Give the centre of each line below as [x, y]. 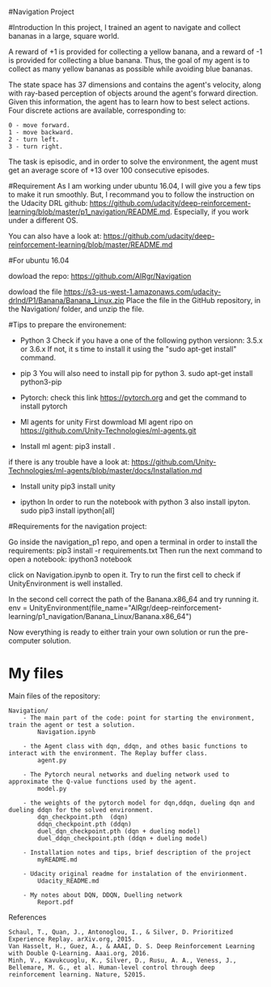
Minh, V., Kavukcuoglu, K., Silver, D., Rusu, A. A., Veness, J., [123, 960]
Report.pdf [56, 902]
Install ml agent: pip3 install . [68, 446]
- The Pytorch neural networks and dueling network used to [126, 774]
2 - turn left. [34, 139]
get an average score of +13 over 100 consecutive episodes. [109, 170]
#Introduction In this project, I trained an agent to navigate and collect [125, 27]
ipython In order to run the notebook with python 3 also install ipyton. [135, 502]
